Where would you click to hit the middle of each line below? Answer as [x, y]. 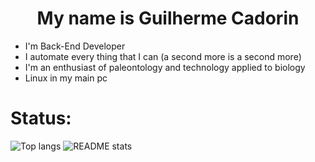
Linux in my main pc [66, 78]
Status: [41, 118]
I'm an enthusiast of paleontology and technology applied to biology [165, 67]
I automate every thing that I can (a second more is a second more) [163, 56]
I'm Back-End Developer [75, 46]
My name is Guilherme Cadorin [168, 18]
